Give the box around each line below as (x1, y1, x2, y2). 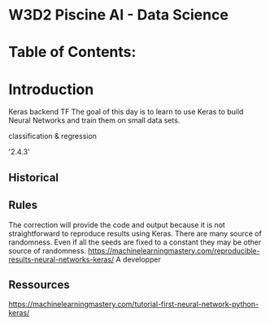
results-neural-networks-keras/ (8, 254, 115, 264)
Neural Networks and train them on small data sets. (8, 115, 181, 125)
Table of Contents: (8, 43, 137, 62)
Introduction (8, 80, 94, 98)
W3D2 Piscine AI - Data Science (8, 6, 229, 24)
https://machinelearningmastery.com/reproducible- (88, 245, 260, 255)
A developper (115, 254, 161, 264)
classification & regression (8, 132, 98, 141)
